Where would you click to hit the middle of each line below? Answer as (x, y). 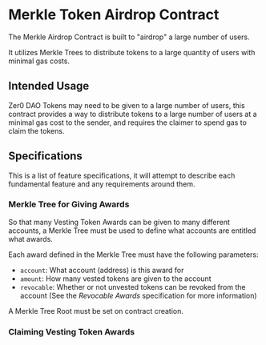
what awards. (31, 239)
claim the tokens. (36, 130)
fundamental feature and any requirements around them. (102, 184)
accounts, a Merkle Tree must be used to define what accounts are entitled (132, 231)
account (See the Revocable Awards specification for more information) (139, 295)
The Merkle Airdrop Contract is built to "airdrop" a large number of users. (129, 37)
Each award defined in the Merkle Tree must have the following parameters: (133, 255)
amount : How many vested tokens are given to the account (115, 279)
